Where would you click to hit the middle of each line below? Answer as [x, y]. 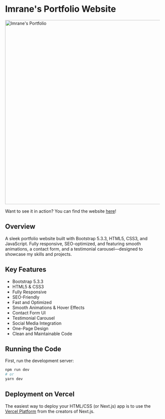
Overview [20, 227]
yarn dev [14, 379]
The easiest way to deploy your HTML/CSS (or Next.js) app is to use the [78, 406]
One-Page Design [30, 328]
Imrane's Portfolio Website [61, 9]
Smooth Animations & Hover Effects [48, 307]
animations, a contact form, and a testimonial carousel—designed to [74, 249]
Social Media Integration [37, 323]
